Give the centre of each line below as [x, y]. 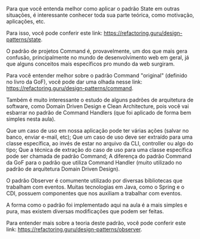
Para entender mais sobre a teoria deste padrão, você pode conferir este [96, 223]
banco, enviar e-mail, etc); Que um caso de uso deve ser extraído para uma [99, 137]
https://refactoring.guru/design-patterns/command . [70, 88]
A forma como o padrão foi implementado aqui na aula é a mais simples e [97, 205]
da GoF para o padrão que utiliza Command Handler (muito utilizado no [94, 162]
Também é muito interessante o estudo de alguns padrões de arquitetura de [100, 100]
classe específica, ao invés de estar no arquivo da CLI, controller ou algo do [100, 143]
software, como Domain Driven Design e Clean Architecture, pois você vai [98, 106]
